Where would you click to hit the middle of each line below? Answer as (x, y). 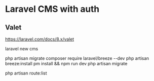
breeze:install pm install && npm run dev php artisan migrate (66, 63)
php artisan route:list (26, 73)
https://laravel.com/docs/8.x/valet (39, 39)
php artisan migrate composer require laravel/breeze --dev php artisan (77, 58)
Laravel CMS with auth (52, 9)
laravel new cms (22, 49)
